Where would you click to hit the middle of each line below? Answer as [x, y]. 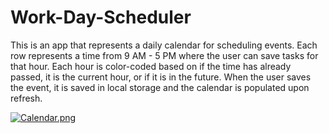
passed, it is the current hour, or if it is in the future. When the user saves [161, 77]
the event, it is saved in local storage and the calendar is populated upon [160, 87]
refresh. [26, 98]
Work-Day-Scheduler [101, 17]
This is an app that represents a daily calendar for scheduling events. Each [164, 45]
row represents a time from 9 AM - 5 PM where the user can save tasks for [164, 55]
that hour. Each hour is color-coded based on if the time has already [151, 66]
